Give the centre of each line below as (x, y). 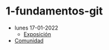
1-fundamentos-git (54, 11)
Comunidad (29, 40)
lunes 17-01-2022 (36, 28)
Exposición (37, 34)
